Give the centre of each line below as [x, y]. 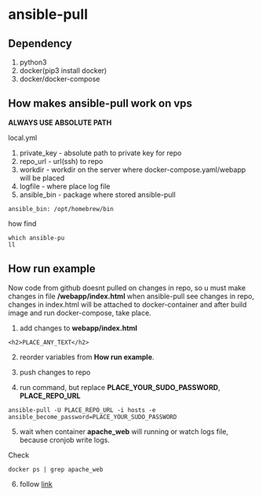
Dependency [40, 44]
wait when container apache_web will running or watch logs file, [124, 431]
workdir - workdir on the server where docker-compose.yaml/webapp [133, 170]
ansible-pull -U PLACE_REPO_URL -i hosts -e [82, 410]
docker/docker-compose [60, 79]
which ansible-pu [36, 238]
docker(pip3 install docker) [63, 71]
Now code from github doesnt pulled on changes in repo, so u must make [127, 287]
